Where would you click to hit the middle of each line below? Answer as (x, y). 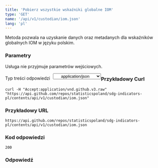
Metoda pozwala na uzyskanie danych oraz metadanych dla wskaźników (79, 38)
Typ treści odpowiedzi (28, 78)
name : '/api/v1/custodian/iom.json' (43, 19)
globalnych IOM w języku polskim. (40, 43)
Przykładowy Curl (123, 79)
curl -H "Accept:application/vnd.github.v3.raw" (56, 89)
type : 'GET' (17, 14)
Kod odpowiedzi (25, 137)
